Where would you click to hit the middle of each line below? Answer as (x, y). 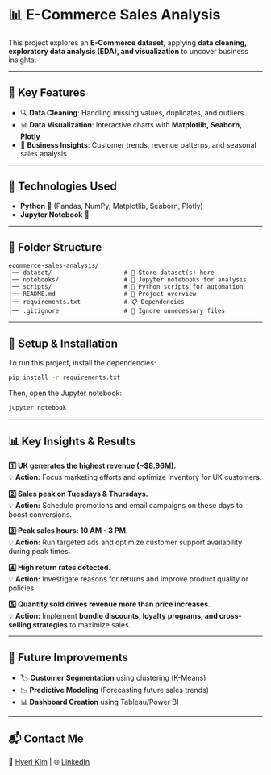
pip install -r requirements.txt (65, 378)
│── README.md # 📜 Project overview (102, 294)
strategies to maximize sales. (82, 624)
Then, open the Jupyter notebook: (65, 393)
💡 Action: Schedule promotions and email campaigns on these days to (126, 505)
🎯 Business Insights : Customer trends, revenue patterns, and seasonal (138, 144)
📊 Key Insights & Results (72, 442)
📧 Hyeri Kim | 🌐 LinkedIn (49, 762)
